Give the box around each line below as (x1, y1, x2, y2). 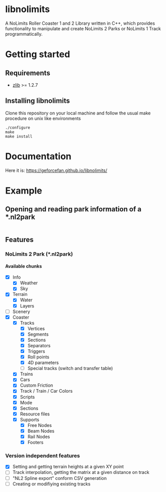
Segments (27, 331, 49, 337)
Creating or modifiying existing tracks (12, 480, 91, 487)
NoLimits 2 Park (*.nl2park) (5, 251, 73, 258)
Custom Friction (20, 382, 53, 389)
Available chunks (5, 263, 42, 269)
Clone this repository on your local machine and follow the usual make (5, 110, 151, 116)
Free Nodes (27, 422, 52, 428)
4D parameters (27, 359, 59, 366)
